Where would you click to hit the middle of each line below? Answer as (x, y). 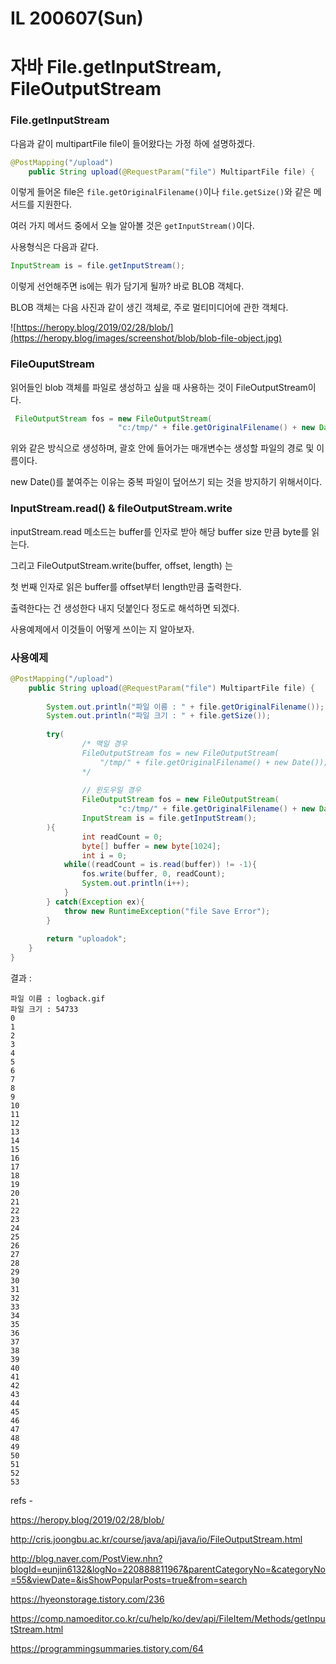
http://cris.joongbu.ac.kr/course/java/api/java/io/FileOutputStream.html (156, 1539)
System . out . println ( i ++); (135, 883)
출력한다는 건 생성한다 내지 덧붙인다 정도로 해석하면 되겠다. (125, 608)
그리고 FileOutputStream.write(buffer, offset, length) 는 (121, 565)
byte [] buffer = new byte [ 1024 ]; (151, 846)
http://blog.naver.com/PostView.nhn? (86, 1559)
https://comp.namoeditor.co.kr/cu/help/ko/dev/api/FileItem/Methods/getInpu (168, 1619)
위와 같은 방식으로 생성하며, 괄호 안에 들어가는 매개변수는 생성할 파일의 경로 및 (162, 448)
